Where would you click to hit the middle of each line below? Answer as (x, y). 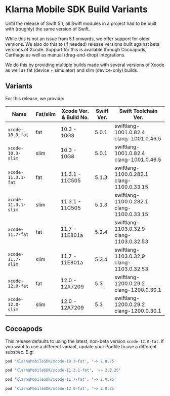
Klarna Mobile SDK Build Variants (77, 9)
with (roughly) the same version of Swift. (48, 28)
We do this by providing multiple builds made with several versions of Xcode (85, 65)
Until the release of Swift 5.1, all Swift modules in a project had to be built (81, 23)
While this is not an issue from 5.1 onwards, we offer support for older (78, 39)
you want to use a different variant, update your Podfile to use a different (81, 346)
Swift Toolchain (138, 111)
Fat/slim (46, 114)
